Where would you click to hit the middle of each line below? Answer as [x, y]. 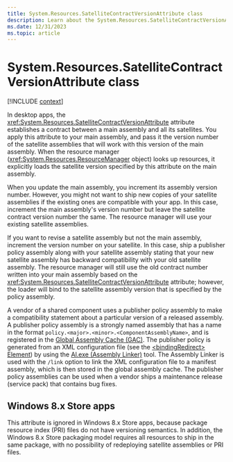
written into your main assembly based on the [72, 274]
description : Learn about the [51, 20]
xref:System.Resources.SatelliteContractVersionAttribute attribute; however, [115, 282]
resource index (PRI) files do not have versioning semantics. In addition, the [115, 430]
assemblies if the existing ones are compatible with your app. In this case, [113, 202]
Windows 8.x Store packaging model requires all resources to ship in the [111, 437]
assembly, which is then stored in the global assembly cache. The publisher [115, 370]
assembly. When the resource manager [63, 152]
